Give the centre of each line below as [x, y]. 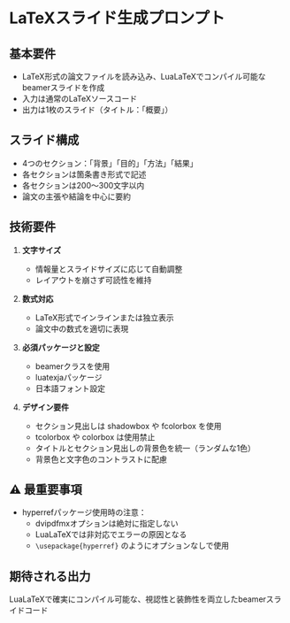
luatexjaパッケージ [69, 377]
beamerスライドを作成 [63, 88]
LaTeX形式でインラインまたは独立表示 [104, 317]
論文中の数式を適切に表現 [82, 328]
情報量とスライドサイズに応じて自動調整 [109, 269]
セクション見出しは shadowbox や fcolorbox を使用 [129, 426]
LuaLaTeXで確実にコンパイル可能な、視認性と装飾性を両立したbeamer [138, 599]
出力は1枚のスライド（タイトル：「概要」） [97, 110]
